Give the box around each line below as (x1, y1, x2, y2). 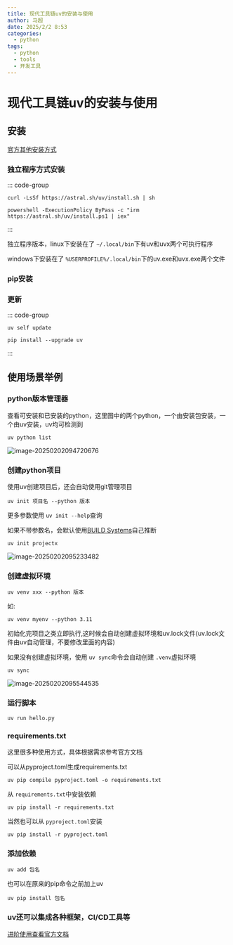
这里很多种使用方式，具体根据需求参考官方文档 (7, 748, 142, 756)
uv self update (7, 325, 52, 332)
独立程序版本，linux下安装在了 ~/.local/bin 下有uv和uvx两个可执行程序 (7, 240, 213, 248)
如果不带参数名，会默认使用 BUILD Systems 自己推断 (7, 526, 157, 535)
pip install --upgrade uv (7, 337, 83, 344)
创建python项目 (7, 465, 62, 475)
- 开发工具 (13, 63, 41, 70)
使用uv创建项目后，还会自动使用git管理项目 (7, 483, 133, 491)
